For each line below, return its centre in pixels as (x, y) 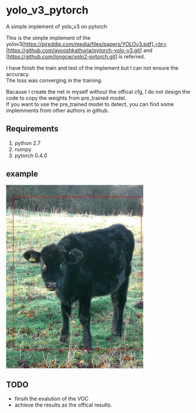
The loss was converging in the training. (54, 80)
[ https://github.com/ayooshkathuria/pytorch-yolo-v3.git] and (79, 50)
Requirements (32, 129)
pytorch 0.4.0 (31, 155)
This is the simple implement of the (48, 38)
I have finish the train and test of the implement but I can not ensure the (92, 67)
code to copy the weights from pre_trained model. (66, 98)
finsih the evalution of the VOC (51, 399)
